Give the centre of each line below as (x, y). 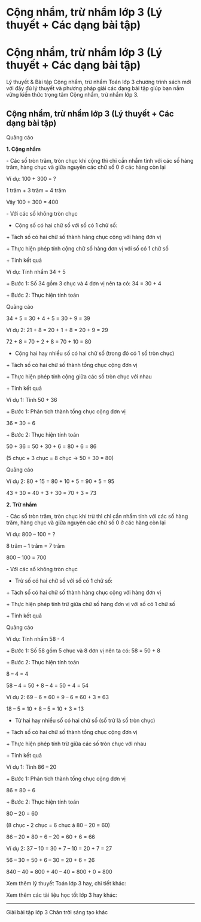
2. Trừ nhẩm (22, 505)
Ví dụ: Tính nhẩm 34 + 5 (36, 271)
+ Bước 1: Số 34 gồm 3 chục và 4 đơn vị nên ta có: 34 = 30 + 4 (84, 283)
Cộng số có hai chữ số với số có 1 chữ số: (66, 225)
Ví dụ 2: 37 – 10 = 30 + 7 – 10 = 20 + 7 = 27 (59, 848)
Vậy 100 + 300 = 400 (32, 202)
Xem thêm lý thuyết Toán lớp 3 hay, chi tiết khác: (66, 883)
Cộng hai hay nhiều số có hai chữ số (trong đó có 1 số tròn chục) (95, 353)
